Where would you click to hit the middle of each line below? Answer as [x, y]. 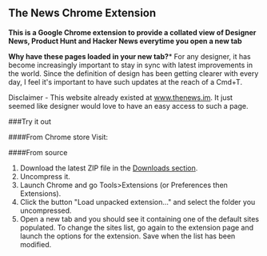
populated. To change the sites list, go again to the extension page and [137, 227]
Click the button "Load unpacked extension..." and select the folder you [137, 202]
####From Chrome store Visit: [58, 137]
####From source [38, 152]
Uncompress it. [45, 176]
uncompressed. [46, 210]
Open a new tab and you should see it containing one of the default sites [139, 218]
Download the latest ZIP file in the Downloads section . [109, 168]
